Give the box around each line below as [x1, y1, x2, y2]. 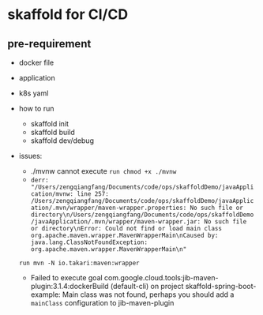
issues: [18, 152, 43, 160]
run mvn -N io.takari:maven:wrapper [18, 259, 140, 267]
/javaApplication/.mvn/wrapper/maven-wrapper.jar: [30, 218, 201, 226]
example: [30, 290, 61, 299]
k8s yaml [18, 88, 49, 98]
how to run [18, 104, 54, 113]
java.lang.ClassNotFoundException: [30, 238, 148, 246]
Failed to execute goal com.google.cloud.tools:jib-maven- [30, 273, 219, 282]
